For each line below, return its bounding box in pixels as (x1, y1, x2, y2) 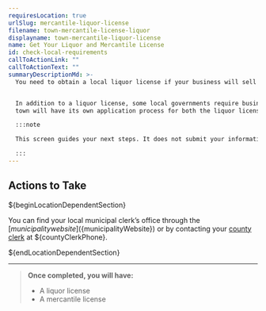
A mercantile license (39, 294, 107, 304)
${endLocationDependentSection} (8, 248, 120, 257)
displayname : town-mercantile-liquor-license (8, 33, 161, 42)
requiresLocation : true (8, 11, 87, 20)
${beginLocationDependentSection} (8, 200, 127, 209)
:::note (15, 121, 41, 129)
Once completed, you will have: (27, 271, 134, 280)
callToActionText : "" (8, 63, 80, 71)
